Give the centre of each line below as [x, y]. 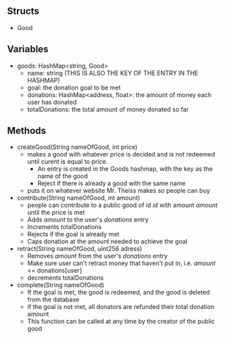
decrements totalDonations [65, 278]
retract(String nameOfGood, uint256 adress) [79, 249]
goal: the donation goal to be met [74, 87]
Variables [28, 50]
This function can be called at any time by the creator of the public [121, 321]
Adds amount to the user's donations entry [88, 220]
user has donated [52, 102]
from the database [53, 299]
